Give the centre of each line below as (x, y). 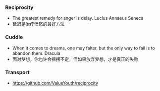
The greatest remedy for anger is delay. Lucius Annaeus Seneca (78, 18)
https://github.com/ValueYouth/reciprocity (55, 83)
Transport (17, 72)
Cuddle (14, 37)
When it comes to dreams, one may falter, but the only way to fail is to (83, 48)
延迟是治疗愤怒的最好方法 (38, 24)
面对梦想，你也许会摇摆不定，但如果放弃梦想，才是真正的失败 (75, 59)
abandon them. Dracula (36, 53)
